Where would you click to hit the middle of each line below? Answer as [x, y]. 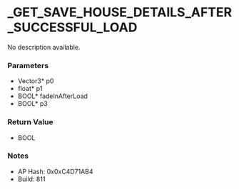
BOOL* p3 [32, 104]
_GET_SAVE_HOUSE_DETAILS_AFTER [120, 12]
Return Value [30, 122]
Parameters [28, 65]
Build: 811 [31, 179]
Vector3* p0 [36, 81]
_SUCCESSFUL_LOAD [72, 27]
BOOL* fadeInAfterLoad [52, 96]
